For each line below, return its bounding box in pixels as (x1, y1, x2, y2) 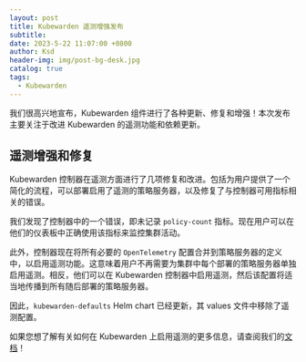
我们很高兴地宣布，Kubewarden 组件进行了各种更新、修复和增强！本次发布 (9, 107, 291, 119)
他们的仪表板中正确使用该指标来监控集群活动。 (9, 227, 185, 238)
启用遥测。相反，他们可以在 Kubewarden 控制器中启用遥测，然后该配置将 (9, 270, 285, 281)
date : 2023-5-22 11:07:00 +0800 (9, 38, 132, 48)
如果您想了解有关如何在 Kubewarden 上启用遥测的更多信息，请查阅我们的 (9, 331, 285, 342)
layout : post (9, 13, 59, 23)
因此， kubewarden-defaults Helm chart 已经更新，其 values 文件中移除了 (9, 300, 282, 311)
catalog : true (9, 65, 64, 74)
